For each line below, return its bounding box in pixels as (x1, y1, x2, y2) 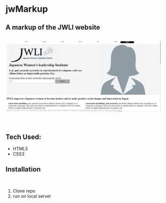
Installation (5, 165, 41, 173)
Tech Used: (5, 133, 41, 141)
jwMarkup (5, 3, 48, 15)
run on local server (12, 193, 51, 199)
